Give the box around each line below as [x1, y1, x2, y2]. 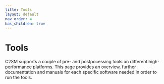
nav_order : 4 [5, 16, 32, 21]
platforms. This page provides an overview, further [33, 64, 136, 70]
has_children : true [5, 21, 46, 26]
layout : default [5, 12, 39, 17]
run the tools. [5, 75, 32, 81]
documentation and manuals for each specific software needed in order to [5, 69, 157, 75]
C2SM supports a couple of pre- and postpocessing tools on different [5, 59, 148, 65]
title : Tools [5, 7, 32, 12]
